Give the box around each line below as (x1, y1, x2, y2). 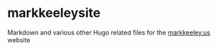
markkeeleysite (7, 5, 101, 21)
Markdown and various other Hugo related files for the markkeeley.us (7, 28, 211, 37)
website (7, 35, 31, 44)
